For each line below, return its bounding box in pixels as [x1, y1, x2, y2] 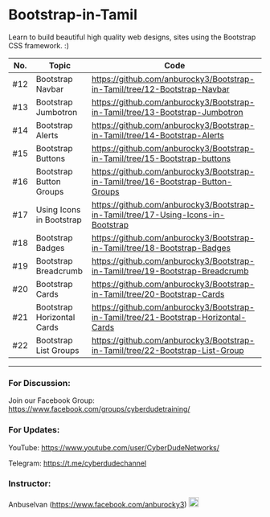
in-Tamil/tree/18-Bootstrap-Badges [91, 242, 231, 253]
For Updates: [8, 425, 60, 436]
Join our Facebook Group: [8, 396, 95, 405]
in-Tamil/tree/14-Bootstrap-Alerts [91, 129, 225, 141]
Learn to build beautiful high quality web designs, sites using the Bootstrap [8, 32, 256, 42]
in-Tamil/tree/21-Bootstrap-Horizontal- [91, 311, 247, 322]
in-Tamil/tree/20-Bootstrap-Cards [91, 288, 225, 299]
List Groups [35, 344, 80, 355]
